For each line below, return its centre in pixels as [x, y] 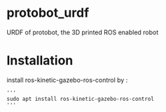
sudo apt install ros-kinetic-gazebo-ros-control [81, 99]
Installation [40, 61]
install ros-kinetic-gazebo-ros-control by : [67, 80]
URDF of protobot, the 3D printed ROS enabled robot [83, 32]
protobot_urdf [48, 13]
